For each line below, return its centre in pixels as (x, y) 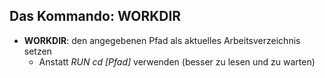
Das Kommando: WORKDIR (95, 16)
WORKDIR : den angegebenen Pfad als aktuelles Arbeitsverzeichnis (162, 40)
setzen (37, 51)
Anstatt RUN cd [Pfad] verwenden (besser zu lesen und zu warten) (177, 61)
